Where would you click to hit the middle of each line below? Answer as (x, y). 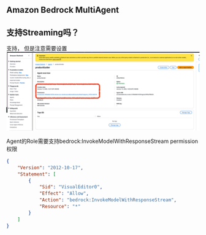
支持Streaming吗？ (43, 32)
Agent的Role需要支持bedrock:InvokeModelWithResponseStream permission (102, 141)
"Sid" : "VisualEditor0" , (71, 187)
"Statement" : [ (37, 174)
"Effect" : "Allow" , (64, 194)
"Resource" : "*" (60, 207)
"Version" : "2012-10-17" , (51, 168)
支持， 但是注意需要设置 (37, 48)
